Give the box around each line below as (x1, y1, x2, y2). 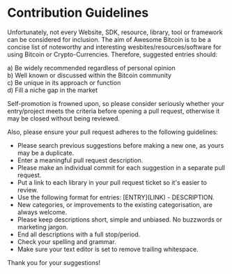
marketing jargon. (17, 222, 68, 231)
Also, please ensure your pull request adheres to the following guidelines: (7, 128, 218, 136)
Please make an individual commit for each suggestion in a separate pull (17, 163, 225, 172)
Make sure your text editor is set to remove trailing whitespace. (17, 245, 199, 253)
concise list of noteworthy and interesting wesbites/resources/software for (7, 43, 222, 51)
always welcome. (17, 208, 68, 216)
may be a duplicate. (17, 149, 75, 157)
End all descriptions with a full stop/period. (17, 230, 141, 238)
